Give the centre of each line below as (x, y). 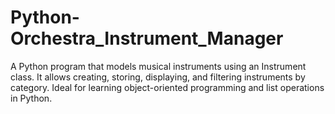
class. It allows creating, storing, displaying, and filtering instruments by (158, 77)
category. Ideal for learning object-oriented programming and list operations (167, 87)
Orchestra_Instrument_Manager (147, 38)
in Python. (31, 98)
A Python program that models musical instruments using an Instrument (158, 66)
